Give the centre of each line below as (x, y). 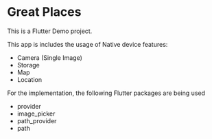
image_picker (36, 114)
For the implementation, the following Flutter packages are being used (106, 93)
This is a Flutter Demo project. (50, 31)
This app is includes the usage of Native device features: (87, 44)
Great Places (44, 12)
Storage (28, 65)
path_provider (37, 120)
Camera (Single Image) (49, 57)
